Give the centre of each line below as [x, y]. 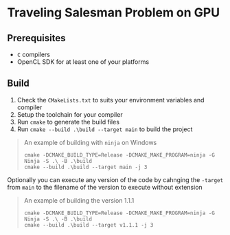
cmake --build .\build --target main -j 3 [85, 167]
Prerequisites [36, 38]
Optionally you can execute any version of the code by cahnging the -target [115, 179]
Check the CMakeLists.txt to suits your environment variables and [111, 100]
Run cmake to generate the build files [68, 122]
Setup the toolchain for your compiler [70, 114]
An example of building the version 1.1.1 [79, 200]
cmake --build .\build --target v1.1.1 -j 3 [89, 225]
